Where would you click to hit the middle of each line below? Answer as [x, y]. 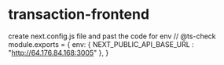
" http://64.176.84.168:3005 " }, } [59, 52]
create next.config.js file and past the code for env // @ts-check [112, 36]
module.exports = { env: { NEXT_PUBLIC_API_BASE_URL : [101, 44]
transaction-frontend [79, 14]
